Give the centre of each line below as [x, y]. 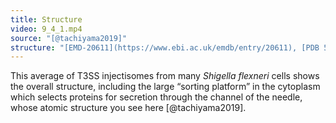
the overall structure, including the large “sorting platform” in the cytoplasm [165, 87]
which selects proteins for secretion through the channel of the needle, [156, 97]
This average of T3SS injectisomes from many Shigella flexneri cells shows [165, 76]
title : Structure [46, 19]
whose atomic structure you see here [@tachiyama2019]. [128, 108]
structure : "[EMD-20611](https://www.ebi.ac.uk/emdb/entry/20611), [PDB [165, 47]
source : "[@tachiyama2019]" [69, 38]
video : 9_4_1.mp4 [46, 29]
